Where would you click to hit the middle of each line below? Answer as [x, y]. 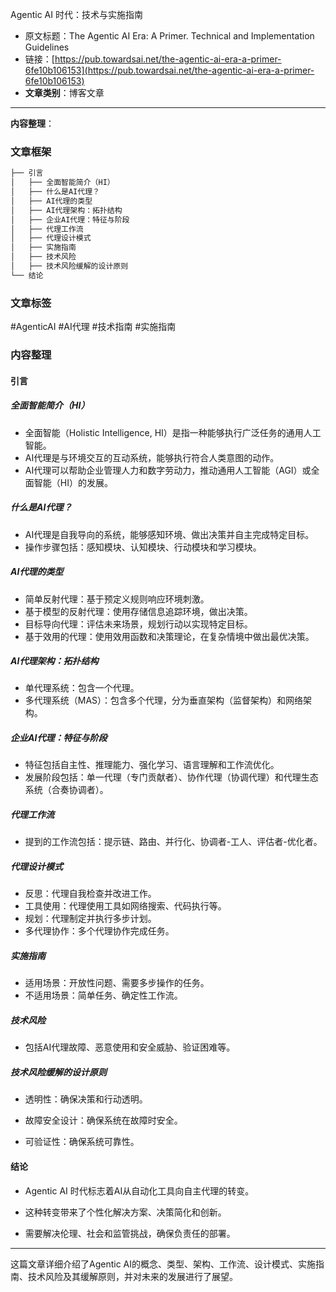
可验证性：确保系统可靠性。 [82, 1142]
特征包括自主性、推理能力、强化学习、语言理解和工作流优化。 [152, 765]
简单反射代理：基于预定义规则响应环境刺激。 [117, 599]
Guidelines [47, 47]
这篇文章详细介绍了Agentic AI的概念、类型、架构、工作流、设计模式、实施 [163, 1264]
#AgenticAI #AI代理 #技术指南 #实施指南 [93, 327]
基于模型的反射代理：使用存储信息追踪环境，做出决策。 [138, 611]
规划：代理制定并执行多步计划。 [90, 919]
